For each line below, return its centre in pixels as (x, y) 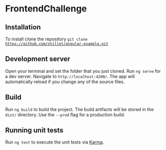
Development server (38, 59)
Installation (23, 27)
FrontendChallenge (46, 9)
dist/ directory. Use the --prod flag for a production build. (65, 115)
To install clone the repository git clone (46, 39)
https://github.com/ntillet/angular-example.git (57, 44)
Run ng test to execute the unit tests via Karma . (54, 142)
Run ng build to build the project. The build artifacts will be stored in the (79, 109)
